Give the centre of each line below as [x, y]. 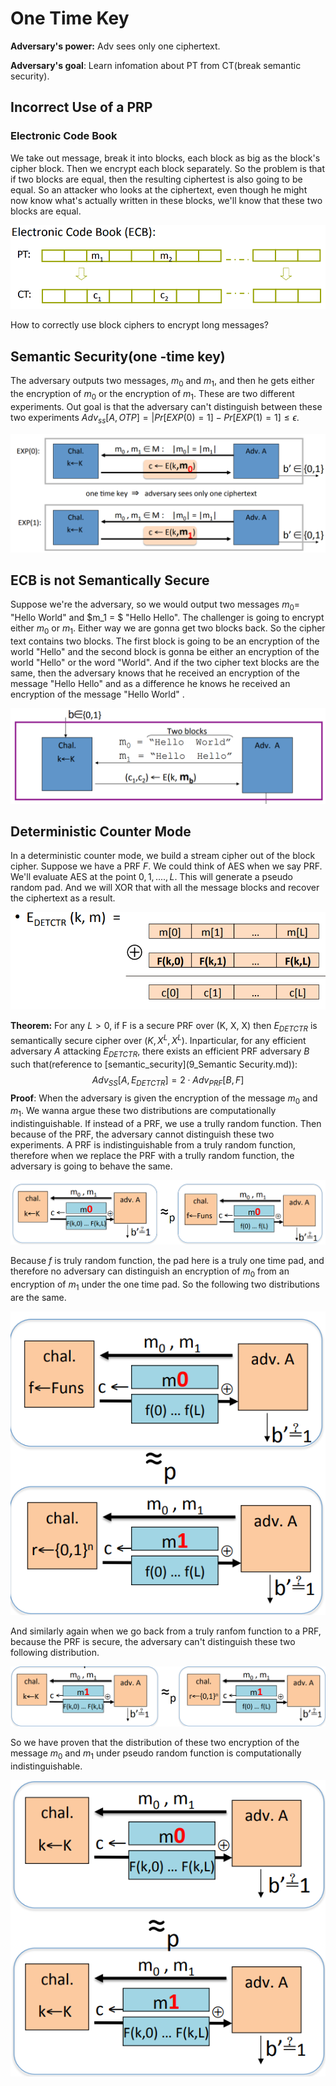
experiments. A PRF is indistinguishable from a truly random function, [153, 1145]
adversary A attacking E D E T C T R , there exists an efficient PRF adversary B [160, 1052]
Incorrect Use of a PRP [81, 107]
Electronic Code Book [64, 136]
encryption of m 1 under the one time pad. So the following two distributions [165, 1285]
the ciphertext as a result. [63, 898]
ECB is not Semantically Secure [110, 580]
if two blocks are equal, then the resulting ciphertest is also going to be [156, 179]
